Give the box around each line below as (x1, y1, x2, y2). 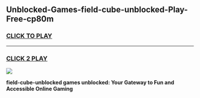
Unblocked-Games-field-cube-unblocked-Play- (6, 5, 188, 15)
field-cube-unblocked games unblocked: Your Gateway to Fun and (6, 78, 174, 86)
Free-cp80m (6, 14, 54, 24)
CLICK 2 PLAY (6, 54, 48, 62)
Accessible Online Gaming (6, 85, 73, 92)
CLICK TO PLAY (6, 32, 52, 40)
